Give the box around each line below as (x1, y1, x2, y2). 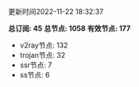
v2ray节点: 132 (19, 40, 68, 50)
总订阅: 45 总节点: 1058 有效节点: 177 (8, 24, 131, 33)
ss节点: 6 (19, 70, 50, 79)
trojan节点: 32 (19, 51, 66, 59)
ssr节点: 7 (19, 60, 52, 70)
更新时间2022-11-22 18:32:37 (8, 7, 104, 16)
